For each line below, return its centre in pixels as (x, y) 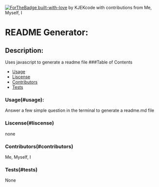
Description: (24, 51)
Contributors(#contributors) (39, 146)
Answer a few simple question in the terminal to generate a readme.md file (80, 110)
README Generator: (47, 32)
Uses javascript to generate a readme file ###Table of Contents (69, 62)
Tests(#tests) (21, 169)
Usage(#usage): (25, 100)
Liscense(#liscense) (30, 123)
